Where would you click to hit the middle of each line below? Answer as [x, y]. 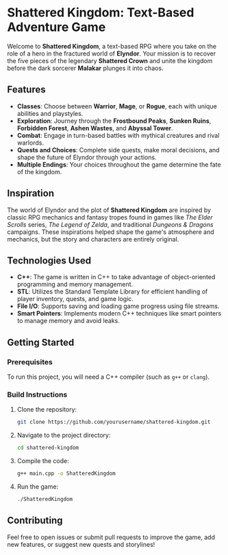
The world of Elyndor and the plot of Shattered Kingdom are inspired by [109, 210]
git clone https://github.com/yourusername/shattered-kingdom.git [114, 422]
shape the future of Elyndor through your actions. [87, 157]
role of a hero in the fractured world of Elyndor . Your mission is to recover [112, 54]
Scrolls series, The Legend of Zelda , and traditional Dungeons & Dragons [110, 224]
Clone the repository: [47, 410]
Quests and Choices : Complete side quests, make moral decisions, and [118, 150]
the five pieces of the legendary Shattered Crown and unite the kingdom [110, 60]
